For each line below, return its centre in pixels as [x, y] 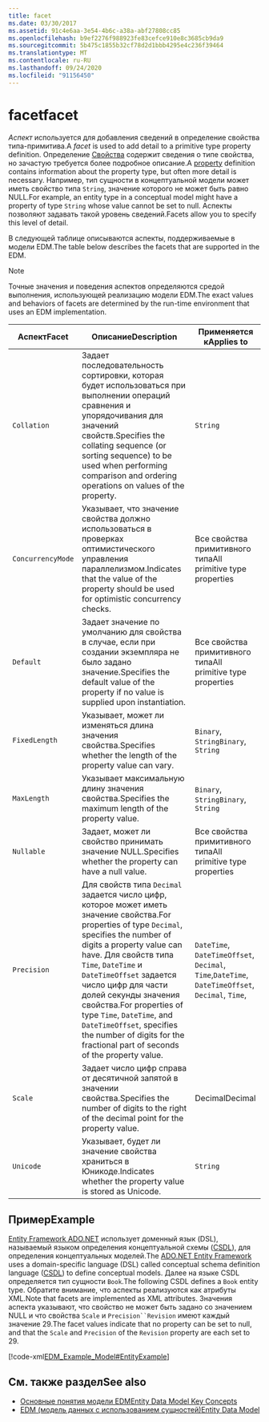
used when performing [124, 465]
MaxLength [31, 798]
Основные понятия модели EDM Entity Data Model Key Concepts [128, 1401]
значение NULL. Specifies [130, 851]
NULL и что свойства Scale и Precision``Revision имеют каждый [119, 1315]
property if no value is [122, 692]
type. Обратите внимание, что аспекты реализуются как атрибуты [122, 1290]
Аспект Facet [43, 336]
